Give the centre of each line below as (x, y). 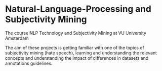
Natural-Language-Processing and (78, 9)
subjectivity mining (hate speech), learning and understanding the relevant (81, 53)
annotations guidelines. (29, 63)
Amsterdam (17, 38)
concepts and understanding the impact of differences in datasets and (77, 58)
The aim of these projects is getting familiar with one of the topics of (75, 47)
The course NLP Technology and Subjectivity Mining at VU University (76, 33)
